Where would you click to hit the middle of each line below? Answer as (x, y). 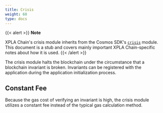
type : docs (16, 19)
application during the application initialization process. (61, 73)
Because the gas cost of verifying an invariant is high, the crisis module (77, 100)
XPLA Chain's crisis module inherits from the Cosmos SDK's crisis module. (81, 42)
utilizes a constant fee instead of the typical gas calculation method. (74, 105)
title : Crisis (20, 10)
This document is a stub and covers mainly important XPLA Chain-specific (80, 48)
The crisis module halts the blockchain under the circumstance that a (75, 62)
